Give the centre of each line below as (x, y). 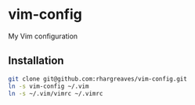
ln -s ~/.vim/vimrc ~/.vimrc (56, 93)
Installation (36, 61)
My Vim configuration (43, 36)
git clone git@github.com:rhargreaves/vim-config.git (98, 79)
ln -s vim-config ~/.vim (49, 86)
